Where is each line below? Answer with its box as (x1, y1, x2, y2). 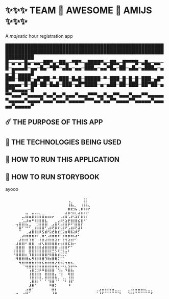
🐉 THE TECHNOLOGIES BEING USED (5, 138, 122, 146)
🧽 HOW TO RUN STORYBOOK (5, 172, 100, 181)
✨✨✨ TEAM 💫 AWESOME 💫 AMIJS (5, 5, 152, 16)
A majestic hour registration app (5, 33, 73, 39)
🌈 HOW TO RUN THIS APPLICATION (5, 155, 120, 164)
